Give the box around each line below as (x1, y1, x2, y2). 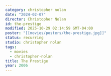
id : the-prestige (5, 21, 42, 26)
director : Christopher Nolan (5, 16, 66, 21)
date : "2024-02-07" (5, 12, 46, 17)
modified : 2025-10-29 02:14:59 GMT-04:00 (5, 26, 93, 31)
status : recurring (5, 35, 44, 40)
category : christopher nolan (5, 7, 66, 12)
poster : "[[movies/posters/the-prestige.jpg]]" (5, 30, 107, 35)
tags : (5, 44, 17, 49)
